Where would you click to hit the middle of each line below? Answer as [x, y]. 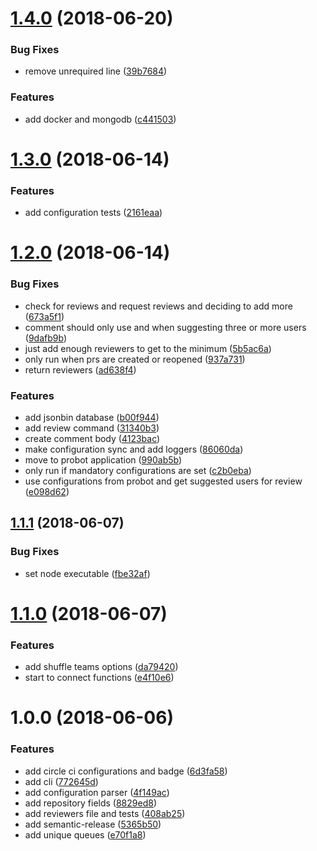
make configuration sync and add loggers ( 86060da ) [134, 449]
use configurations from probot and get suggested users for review [163, 481]
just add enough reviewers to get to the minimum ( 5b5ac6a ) [148, 348]
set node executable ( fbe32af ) [87, 573]
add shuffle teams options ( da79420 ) [101, 667]
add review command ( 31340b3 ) [92, 428]
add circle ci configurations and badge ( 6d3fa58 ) [126, 771]
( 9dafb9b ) [45, 338]
